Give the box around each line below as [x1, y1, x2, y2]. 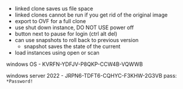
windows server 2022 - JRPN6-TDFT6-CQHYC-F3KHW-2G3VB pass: [6, 72, 177, 79]
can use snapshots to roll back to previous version [14, 37, 139, 43]
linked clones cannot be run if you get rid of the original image [14, 11, 168, 18]
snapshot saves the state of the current [23, 43, 121, 50]
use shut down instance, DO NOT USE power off [14, 24, 134, 31]
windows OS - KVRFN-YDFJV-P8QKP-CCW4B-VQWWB [6, 61, 143, 68]
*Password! [6, 78, 33, 84]
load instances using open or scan [14, 49, 100, 56]
